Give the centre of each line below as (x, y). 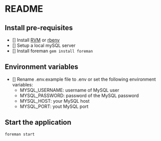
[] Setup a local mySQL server (44, 45)
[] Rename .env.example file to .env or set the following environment (84, 79)
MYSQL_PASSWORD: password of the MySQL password (79, 96)
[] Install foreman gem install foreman (52, 51)
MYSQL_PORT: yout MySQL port (54, 106)
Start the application (38, 122)
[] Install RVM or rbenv (36, 40)
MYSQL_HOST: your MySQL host (55, 101)
